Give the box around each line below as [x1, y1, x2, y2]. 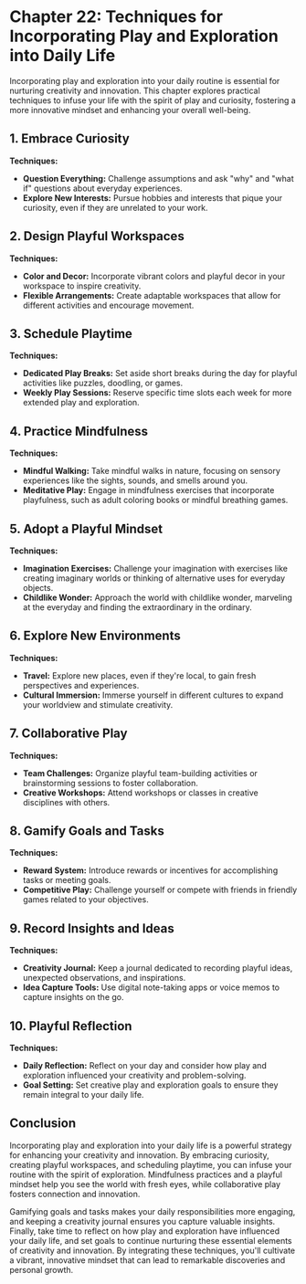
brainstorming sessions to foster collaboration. [22, 777, 198, 788]
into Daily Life [9, 46, 116, 66]
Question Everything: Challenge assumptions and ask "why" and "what [22, 173, 294, 184]
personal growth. [9, 1264, 74, 1275]
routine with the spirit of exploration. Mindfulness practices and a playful [9, 1169, 283, 1180]
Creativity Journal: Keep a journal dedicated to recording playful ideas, [22, 963, 293, 974]
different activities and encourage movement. [22, 300, 195, 310]
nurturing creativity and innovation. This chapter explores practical [9, 85, 260, 96]
